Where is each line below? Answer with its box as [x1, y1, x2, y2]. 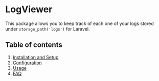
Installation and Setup [12, 54, 59, 60]
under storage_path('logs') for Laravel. [5, 25, 90, 32]
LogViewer [5, 4, 53, 15]
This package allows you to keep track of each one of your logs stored [5, 20, 154, 26]
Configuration [12, 60, 42, 66]
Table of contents [5, 41, 62, 49]
